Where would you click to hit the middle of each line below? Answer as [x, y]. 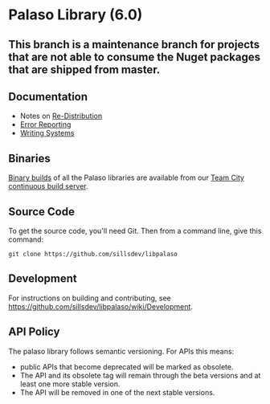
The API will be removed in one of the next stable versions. [117, 392]
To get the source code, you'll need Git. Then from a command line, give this [135, 231]
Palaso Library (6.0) [76, 15]
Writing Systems [47, 133]
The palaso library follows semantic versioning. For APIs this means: [121, 351]
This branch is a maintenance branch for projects [134, 45]
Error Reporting [45, 124]
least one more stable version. [70, 384]
